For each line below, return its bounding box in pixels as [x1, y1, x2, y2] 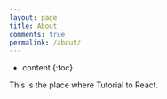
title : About [9, 21, 58, 30]
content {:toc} [21, 62, 74, 73]
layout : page [9, 12, 58, 22]
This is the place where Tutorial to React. [9, 79, 159, 90]
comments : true [9, 29, 66, 38]
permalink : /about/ [9, 37, 82, 47]
